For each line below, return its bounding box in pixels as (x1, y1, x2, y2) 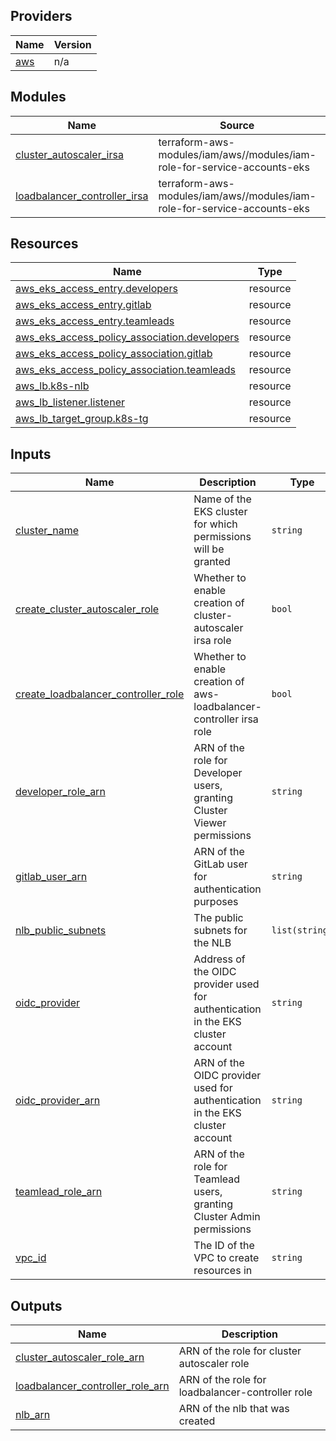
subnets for (193, 924, 248, 938)
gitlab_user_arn (15, 870, 88, 884)
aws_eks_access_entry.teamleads (15, 314, 175, 328)
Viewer (193, 816, 227, 830)
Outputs (10, 1297, 63, 1314)
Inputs (10, 445, 52, 463)
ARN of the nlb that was (178, 1402, 290, 1416)
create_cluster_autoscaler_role (15, 602, 160, 616)
